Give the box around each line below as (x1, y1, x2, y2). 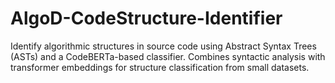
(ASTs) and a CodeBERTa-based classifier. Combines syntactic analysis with (10, 50, 326, 62)
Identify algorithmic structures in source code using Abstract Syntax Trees (10, 40, 317, 52)
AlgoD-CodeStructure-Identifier (10, 7, 283, 30)
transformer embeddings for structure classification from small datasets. (10, 61, 310, 73)
